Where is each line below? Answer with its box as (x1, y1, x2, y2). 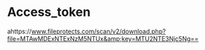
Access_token (7, 4, 91, 20)
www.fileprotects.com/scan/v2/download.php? (31, 27, 166, 35)
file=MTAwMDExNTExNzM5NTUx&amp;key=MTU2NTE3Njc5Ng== (7, 34, 199, 42)
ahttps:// (7, 27, 32, 35)
